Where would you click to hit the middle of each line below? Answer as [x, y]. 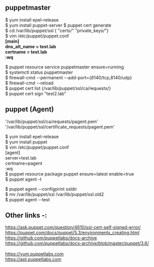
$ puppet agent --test [27, 199]
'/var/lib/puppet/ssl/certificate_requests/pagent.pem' [60, 126]
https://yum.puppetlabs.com [34, 254]
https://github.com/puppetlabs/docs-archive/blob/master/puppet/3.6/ [77, 243]
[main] [12, 41]
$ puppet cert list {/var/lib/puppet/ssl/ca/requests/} [58, 88]
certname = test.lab [26, 52]
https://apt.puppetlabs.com [33, 259]
